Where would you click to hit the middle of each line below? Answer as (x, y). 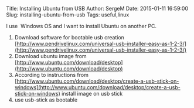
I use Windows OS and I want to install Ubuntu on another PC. (81, 26)
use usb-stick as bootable (46, 100)
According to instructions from (52, 75)
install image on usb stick (92, 94)
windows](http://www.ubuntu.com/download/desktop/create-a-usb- (97, 87)
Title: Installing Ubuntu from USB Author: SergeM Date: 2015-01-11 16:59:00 (97, 9)
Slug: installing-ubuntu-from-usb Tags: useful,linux (68, 15)
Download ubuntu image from (50, 56)
